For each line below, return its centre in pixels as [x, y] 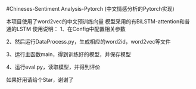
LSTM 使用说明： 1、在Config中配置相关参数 [71, 29]
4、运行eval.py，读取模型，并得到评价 [53, 67]
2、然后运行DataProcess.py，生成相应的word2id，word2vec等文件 [88, 42]
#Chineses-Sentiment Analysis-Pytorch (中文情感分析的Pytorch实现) [90, 9]
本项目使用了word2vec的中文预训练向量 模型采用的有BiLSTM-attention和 [95, 22]
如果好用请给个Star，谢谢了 [40, 80]
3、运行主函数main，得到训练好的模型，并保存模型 [69, 54]
